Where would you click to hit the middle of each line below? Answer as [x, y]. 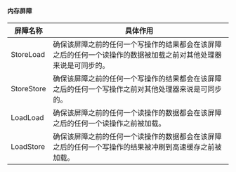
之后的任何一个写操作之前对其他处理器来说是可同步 [138, 89]
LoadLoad [27, 118]
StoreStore [29, 89]
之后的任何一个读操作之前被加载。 [110, 124]
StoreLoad [28, 55]
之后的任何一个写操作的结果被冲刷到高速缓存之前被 [138, 147]
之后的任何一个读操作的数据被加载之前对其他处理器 [138, 55]
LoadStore [28, 147]
